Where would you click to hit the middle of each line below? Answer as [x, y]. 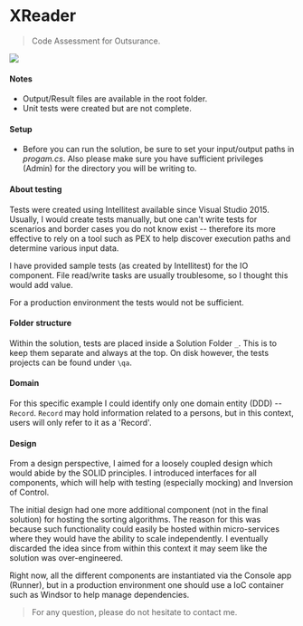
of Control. [29, 492]
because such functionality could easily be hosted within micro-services [145, 529]
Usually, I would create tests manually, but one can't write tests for [133, 219]
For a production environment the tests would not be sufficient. [127, 302]
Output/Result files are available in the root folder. [115, 99]
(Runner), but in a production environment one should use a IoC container [147, 585]
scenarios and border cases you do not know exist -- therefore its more [142, 228]
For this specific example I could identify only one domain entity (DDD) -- [146, 403]
